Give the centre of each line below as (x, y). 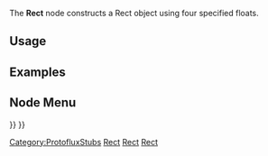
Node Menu (43, 103)
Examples (37, 72)
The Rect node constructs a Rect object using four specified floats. (134, 13)
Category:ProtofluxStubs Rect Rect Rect (84, 142)
